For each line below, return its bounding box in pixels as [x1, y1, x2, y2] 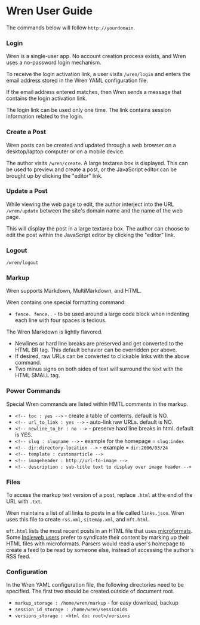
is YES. [14, 431, 33, 438]
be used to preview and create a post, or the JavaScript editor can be [6, 166, 177, 173]
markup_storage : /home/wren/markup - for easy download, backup [14, 599, 179, 606]
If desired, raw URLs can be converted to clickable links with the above [14, 353, 190, 360]
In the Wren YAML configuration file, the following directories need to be [6, 581, 184, 588]
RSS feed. [6, 553, 31, 560]
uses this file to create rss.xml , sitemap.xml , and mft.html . [6, 516, 150, 523]
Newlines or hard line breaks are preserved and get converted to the [14, 340, 184, 347]
